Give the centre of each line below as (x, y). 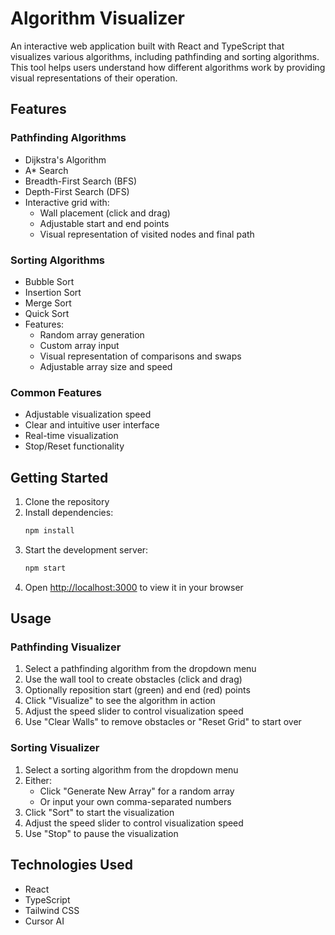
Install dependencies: (69, 513)
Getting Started (59, 477)
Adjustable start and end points (104, 223)
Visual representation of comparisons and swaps (140, 356)
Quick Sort (47, 313)
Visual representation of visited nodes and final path (147, 234)
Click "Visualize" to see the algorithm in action (120, 701)
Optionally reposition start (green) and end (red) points (137, 690)
